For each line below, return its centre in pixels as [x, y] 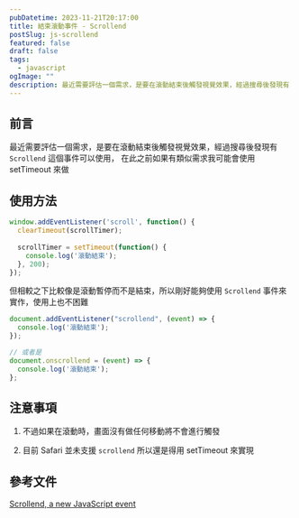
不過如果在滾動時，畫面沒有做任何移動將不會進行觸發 [121, 431]
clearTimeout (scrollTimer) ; [70, 231]
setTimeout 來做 [39, 170]
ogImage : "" [32, 77]
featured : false [40, 43]
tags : [19, 60]
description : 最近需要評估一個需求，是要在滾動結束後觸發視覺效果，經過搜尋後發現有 [149, 85]
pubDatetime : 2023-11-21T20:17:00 [74, 18]
